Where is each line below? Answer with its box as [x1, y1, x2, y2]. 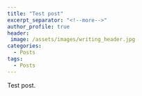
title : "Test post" [7, 10, 64, 17]
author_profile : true [7, 23, 70, 30]
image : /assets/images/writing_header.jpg [10, 36, 136, 43]
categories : [7, 42, 42, 49]
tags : [7, 56, 23, 63]
